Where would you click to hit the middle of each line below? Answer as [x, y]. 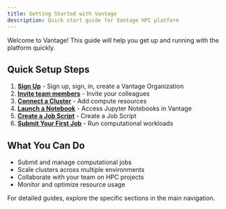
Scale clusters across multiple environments [81, 170]
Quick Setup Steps [48, 70]
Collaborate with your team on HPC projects [81, 177]
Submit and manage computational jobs [74, 162]
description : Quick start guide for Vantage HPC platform [93, 20]
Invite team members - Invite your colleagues [83, 94]
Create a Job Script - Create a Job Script [77, 116]
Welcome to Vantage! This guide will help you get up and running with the [113, 40]
